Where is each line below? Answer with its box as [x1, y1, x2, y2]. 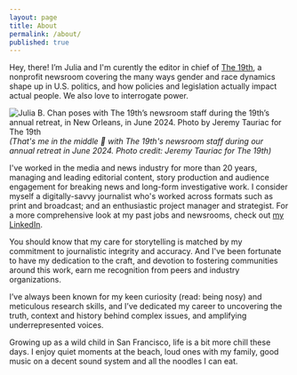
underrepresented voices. [9, 320, 104, 331]
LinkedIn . [9, 219, 43, 230]
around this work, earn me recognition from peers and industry [9, 265, 240, 275]
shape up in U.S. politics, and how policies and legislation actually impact [9, 81, 277, 92]
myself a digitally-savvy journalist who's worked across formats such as [9, 191, 274, 202]
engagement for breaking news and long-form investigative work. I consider [9, 181, 288, 192]
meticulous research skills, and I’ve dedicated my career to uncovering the [9, 301, 283, 312]
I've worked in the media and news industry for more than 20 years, [9, 163, 258, 173]
